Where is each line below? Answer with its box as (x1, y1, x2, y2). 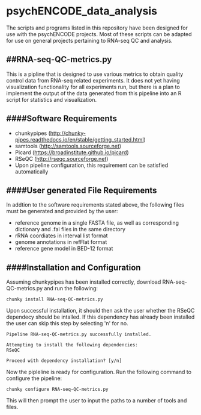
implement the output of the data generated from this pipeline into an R (6, 89, 182, 97)
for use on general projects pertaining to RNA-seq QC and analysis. (6, 37, 173, 44)
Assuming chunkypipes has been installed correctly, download (6, 278, 161, 286)
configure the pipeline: (6, 375, 62, 382)
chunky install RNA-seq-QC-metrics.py (6, 296, 103, 302)
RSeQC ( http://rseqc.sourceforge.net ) (14, 155, 109, 162)
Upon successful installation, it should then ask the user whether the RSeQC (6, 307, 195, 314)
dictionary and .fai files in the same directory (14, 226, 126, 233)
